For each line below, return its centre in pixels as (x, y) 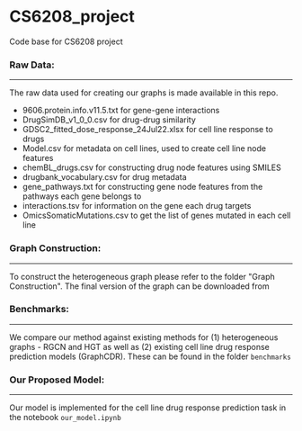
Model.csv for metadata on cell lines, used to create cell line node (144, 148)
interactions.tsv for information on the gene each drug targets (137, 206)
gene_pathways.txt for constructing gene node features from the (142, 187)
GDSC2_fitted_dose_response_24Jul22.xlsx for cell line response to (148, 130)
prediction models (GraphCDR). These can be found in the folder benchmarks (151, 356)
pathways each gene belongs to (82, 196)
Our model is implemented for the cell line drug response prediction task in (148, 408)
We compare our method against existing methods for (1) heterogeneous (144, 337)
